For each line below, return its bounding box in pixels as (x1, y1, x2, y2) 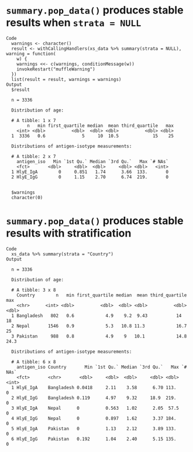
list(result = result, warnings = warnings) (11, 76, 122, 82)
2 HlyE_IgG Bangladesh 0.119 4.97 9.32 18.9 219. (11, 394, 177, 401)
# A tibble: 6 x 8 (11, 359, 57, 365)
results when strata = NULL (6, 16, 142, 29)
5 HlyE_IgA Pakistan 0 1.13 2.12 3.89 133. (11, 426, 177, 431)
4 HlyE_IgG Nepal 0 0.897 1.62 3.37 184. (11, 415, 177, 421)
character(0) (11, 194, 43, 200)
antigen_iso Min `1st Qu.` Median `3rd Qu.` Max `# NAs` (16, 158, 168, 164)
